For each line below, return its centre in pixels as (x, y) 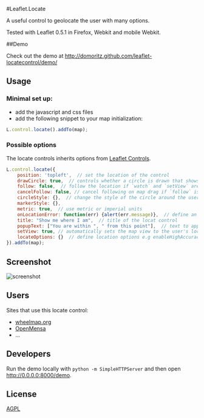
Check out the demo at (35, 56)
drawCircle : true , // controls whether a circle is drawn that (100, 181)
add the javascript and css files (54, 112)
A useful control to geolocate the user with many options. (78, 20)
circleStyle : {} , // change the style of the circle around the (102, 198)
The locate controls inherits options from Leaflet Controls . (79, 158)
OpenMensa (30, 328)
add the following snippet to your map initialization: (79, 118)
